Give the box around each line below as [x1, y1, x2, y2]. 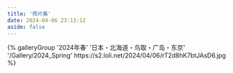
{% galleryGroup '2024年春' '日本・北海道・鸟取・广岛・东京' [7, 44, 185, 52]
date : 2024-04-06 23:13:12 [7, 17, 86, 24]
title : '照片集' [7, 10, 52, 18]
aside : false [7, 23, 45, 30]
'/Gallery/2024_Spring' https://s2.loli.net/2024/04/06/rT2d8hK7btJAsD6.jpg [7, 51, 226, 60]
